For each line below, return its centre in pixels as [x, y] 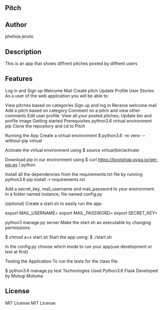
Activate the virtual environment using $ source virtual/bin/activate [72, 150]
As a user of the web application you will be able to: [57, 96]
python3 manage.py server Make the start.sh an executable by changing [78, 222]
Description [23, 52]
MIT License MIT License [31, 303]
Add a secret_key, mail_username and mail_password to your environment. [80, 189]
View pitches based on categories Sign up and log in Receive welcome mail [81, 105]
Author [16, 25]
